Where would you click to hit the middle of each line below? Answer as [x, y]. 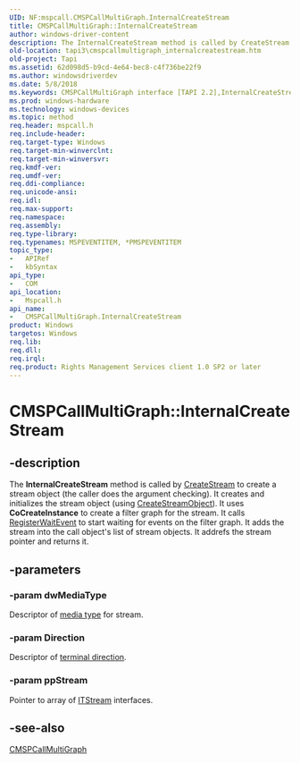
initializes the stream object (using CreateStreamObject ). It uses [127, 504]
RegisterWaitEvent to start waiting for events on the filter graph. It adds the [147, 522]
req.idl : [25, 201]
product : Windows [42, 326]
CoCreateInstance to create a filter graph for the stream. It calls [127, 513]
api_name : [28, 309]
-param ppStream [49, 681]
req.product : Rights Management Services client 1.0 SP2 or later [135, 367]
